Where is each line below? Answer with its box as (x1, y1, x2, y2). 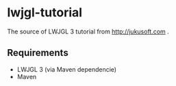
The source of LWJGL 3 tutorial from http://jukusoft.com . (7, 27, 169, 35)
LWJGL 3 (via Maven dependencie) (16, 65, 117, 73)
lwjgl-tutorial (7, 5, 83, 20)
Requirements (7, 47, 68, 59)
